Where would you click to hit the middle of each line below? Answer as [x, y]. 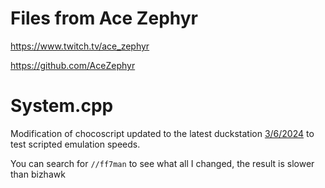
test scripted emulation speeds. [75, 144]
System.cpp [62, 106]
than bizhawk [38, 174]
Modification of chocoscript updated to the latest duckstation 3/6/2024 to [162, 133]
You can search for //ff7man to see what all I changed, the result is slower [162, 163]
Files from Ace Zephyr [104, 18]
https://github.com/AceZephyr [73, 65]
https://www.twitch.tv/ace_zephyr [80, 46]
